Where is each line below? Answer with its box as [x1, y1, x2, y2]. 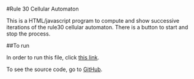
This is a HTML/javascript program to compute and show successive [6, 17, 179, 24]
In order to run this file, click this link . [6, 54, 100, 61]
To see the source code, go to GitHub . [6, 66, 103, 73]
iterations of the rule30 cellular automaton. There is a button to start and [6, 24, 188, 31]
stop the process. [6, 30, 51, 37]
